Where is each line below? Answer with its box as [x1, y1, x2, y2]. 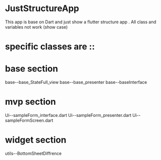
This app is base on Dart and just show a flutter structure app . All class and [5, 19, 157, 25]
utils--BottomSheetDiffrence [5, 150, 62, 156]
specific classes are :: [5, 41, 95, 52]
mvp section [5, 96, 56, 107]
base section [5, 64, 58, 74]
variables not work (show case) [5, 24, 68, 30]
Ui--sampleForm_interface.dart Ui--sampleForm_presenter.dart [5, 112, 132, 118]
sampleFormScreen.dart [5, 117, 53, 123]
